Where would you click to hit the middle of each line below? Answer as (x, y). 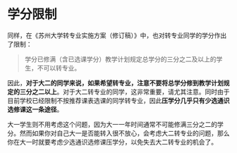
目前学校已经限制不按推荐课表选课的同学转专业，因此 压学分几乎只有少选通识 (119, 100)
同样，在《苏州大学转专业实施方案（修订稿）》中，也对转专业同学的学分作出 (117, 35)
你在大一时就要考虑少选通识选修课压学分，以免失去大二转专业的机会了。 (112, 142)
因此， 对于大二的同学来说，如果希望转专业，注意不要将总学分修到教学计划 (115, 82)
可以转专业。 (62, 68)
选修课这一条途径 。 (35, 109)
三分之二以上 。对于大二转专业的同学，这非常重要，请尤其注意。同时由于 (124, 92)
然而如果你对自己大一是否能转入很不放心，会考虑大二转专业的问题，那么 (124, 133)
